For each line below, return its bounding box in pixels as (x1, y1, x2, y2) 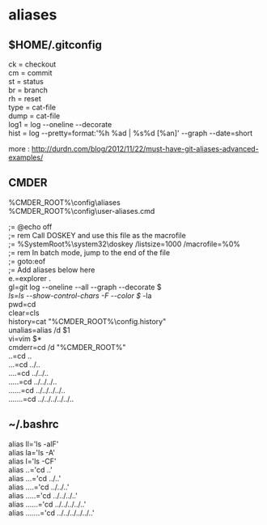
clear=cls (8, 308, 40, 318)
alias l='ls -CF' (8, 456, 57, 466)
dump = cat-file (8, 111, 61, 121)
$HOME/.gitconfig (8, 38, 103, 52)
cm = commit (8, 68, 53, 78)
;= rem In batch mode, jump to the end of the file (8, 247, 171, 257)
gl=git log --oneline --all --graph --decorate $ (8, 282, 162, 292)
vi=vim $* (8, 334, 42, 344)
